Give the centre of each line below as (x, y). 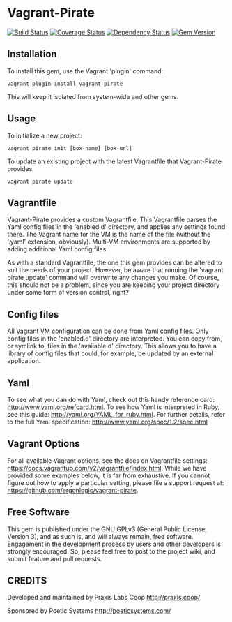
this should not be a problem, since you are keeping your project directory (114, 285)
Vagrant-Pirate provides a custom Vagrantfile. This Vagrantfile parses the (112, 220)
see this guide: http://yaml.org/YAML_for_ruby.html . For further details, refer (116, 414)
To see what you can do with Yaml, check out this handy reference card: (111, 400)
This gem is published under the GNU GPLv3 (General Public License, (107, 529)
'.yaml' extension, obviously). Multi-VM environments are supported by (109, 242)
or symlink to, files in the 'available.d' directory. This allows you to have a (112, 346)
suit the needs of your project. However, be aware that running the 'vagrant (115, 270)
